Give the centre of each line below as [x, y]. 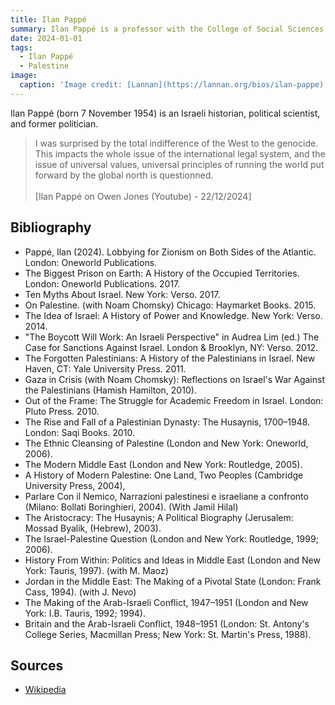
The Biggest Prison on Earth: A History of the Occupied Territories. [162, 273]
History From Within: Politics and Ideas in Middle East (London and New [172, 560]
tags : [21, 47]
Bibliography [51, 227]
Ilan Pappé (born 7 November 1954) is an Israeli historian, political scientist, [165, 113]
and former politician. [54, 123]
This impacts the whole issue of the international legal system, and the [180, 153]
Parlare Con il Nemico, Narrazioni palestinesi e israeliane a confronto [166, 496]
